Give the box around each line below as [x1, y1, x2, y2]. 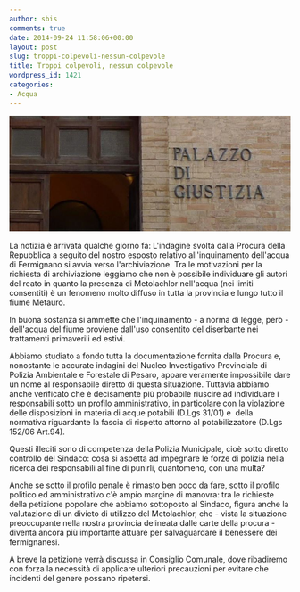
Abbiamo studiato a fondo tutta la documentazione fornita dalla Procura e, [9, 350, 281, 361]
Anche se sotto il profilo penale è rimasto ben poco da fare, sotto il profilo [9, 480, 280, 490]
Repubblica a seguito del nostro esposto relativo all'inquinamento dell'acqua [9, 250, 290, 260]
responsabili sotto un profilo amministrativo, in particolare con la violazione [9, 398, 286, 408]
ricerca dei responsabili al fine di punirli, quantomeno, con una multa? [9, 462, 266, 473]
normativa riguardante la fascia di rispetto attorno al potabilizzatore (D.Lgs [9, 416, 283, 427]
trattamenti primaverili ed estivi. [9, 333, 126, 343]
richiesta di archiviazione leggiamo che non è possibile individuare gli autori [9, 268, 288, 279]
